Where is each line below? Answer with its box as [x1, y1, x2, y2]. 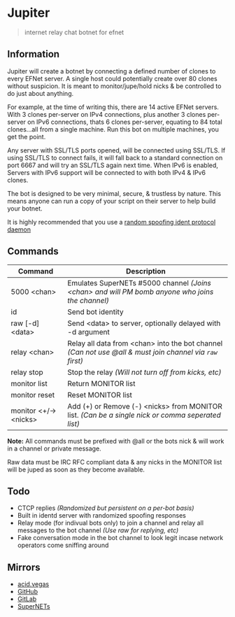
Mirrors [7, 561, 41, 573]
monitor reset [10, 390, 55, 399]
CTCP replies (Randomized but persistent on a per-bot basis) [17, 504, 194, 512]
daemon [7, 225, 31, 234]
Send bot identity [67, 306, 124, 316]
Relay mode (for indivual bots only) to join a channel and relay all [17, 519, 204, 527]
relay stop [10, 367, 43, 377]
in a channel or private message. [7, 444, 101, 453]
